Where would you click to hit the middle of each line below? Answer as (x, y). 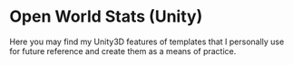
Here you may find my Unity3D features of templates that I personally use (147, 42)
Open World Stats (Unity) (106, 17)
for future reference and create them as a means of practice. (123, 51)
